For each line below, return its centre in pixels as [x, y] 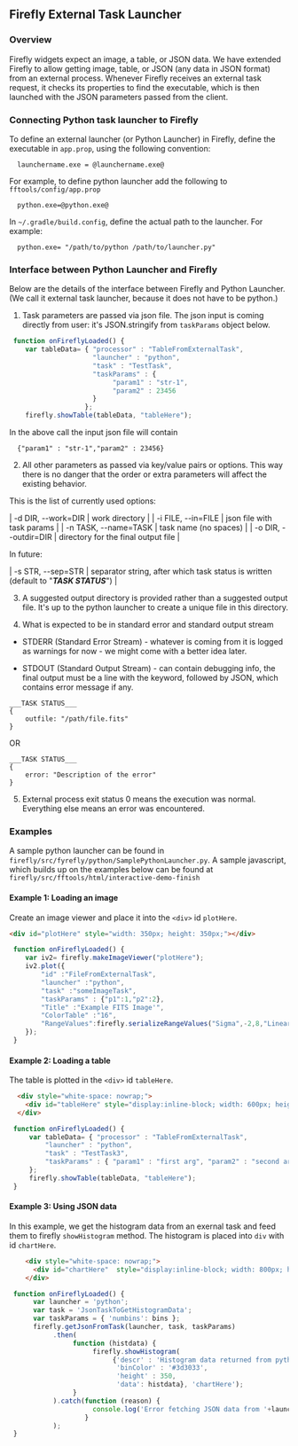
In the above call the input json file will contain [94, 433]
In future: [26, 554]
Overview [31, 40]
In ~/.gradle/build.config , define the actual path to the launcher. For [136, 222]
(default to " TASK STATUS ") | [63, 581]
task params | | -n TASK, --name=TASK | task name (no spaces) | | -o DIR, [145, 528]
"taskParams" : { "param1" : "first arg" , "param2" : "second [162, 1162]
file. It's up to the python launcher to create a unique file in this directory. [155, 607]
